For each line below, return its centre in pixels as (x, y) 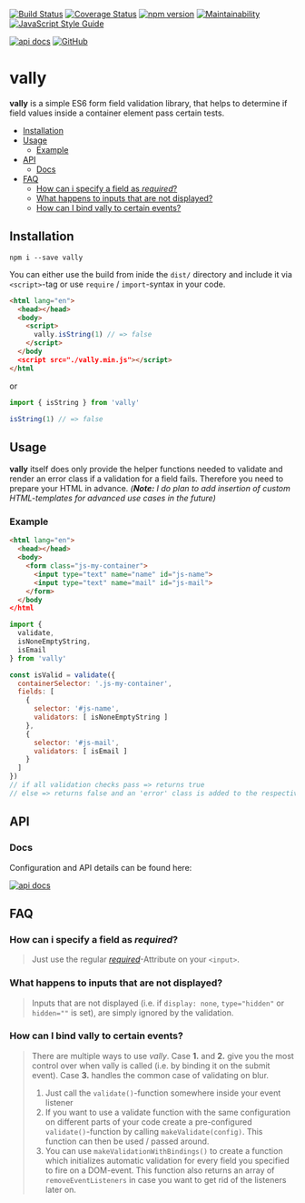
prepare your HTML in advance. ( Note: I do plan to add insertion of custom (150, 489)
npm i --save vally (46, 258)
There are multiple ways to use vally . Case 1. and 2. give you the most (163, 1056)
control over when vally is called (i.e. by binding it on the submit (151, 1066)
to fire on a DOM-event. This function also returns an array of (160, 1170)
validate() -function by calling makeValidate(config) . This (154, 1131)
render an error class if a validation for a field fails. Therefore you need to (147, 479)
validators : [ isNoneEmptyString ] (101, 718)
